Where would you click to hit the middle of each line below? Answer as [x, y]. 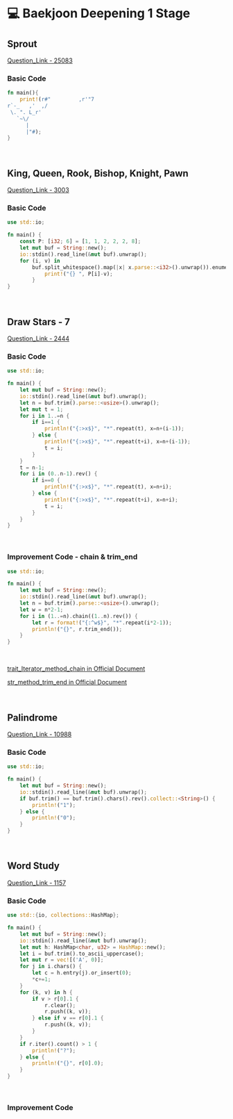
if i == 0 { [46, 480]
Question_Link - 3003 [38, 190]
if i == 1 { [46, 422]
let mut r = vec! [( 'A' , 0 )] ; [62, 960]
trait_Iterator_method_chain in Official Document [76, 669]
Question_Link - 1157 [37, 883]
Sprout [22, 43]
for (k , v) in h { [46, 992]
